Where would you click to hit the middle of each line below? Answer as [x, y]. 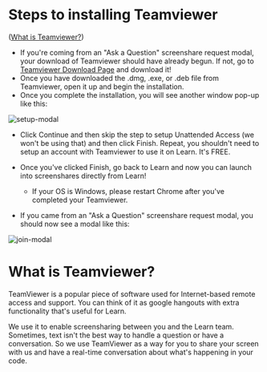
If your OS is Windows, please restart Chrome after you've [128, 191]
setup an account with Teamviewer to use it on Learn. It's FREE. [125, 152]
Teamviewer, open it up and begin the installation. [102, 87]
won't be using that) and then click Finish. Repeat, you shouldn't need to [140, 143]
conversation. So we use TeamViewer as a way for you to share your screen [133, 343]
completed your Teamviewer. [80, 200]
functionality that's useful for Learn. [67, 311]
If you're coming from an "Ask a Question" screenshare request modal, [137, 52]
